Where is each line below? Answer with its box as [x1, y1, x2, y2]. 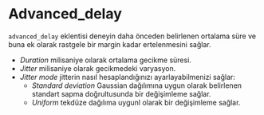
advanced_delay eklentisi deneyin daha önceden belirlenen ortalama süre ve [8, 31, 257, 41]
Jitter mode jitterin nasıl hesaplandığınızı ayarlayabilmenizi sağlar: [19, 72, 235, 81]
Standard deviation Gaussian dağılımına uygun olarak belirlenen [31, 81, 242, 90]
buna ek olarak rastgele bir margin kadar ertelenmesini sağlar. [8, 39, 211, 49]
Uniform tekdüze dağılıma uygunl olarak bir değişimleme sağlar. [31, 97, 241, 107]
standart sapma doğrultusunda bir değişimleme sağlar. [31, 89, 211, 98]
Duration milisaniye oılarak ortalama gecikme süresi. [19, 55, 191, 65]
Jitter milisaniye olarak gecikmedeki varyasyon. [19, 63, 176, 73]
